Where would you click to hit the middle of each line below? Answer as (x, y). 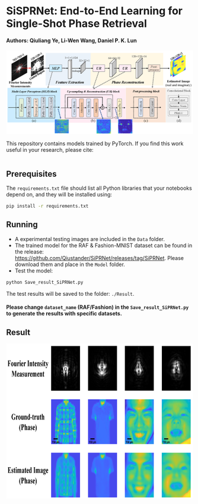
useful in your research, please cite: (50, 150)
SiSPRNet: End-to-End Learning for (94, 11)
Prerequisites (31, 174)
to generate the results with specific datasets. (64, 314)
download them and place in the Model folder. (70, 264)
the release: (29, 252)
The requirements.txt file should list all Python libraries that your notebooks (99, 188)
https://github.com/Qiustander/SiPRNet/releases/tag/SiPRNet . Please (99, 258)
